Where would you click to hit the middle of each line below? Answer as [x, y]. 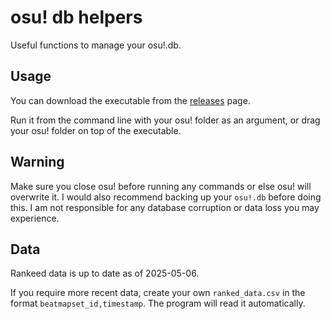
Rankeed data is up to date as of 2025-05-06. [105, 273]
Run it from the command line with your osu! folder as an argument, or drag [165, 120]
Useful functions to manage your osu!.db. [96, 45]
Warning [37, 162]
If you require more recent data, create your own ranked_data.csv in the [158, 293]
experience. [35, 218]
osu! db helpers [76, 17]
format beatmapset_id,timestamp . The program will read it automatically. [158, 303]
